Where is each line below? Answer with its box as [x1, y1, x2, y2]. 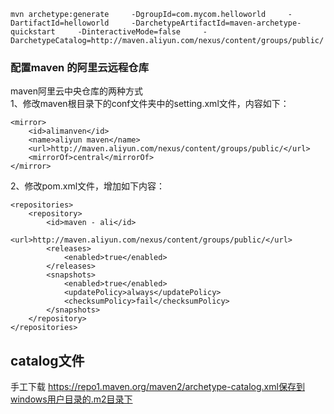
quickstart [10, 27, 56, 37]
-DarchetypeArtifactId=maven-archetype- [131, 18, 302, 28]
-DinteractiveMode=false [77, 27, 182, 37]
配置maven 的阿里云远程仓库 [10, 60, 150, 74]
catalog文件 [10, 352, 85, 369]
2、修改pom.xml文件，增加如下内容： [10, 180, 166, 192]
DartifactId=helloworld [10, 18, 110, 28]
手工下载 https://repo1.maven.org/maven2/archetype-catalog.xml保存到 [10, 381, 305, 393]
